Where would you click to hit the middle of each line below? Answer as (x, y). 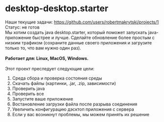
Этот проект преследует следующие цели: (50, 68)
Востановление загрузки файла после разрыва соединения (75, 104)
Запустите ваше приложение (43, 99)
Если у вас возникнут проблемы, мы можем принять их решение (81, 114)
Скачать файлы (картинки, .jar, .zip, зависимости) (64, 83)
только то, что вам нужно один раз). (43, 48)
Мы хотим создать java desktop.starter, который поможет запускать (76, 32)
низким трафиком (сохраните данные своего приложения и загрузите (79, 42)
